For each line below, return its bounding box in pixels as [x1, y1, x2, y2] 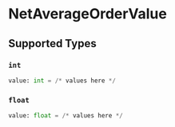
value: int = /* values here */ [8, 77, 116, 85]
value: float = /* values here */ [8, 112, 124, 120]
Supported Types [8, 37, 97, 50]
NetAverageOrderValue [8, 5, 168, 23]
